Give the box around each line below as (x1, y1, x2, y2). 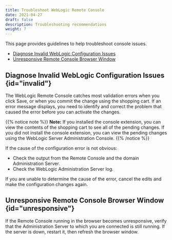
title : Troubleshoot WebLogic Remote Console (5, 7, 104, 13)
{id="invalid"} (5, 79, 52, 88)
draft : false (5, 17, 33, 22)
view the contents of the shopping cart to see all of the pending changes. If (5, 124, 165, 130)
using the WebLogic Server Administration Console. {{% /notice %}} (5, 135, 150, 141)
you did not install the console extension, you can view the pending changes (5, 129, 167, 136)
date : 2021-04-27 (5, 12, 43, 17)
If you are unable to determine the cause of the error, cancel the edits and (5, 175, 162, 182)
